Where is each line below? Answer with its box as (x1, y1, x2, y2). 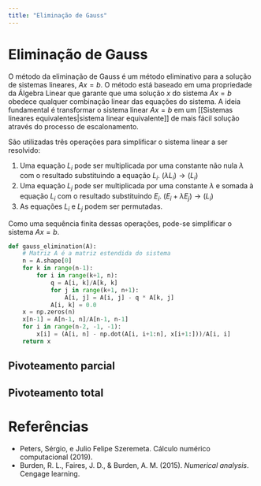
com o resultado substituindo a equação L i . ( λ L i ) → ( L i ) (19, 171, 199, 182)
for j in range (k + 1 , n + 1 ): (50, 286, 140, 294)
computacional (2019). (19, 452, 93, 462)
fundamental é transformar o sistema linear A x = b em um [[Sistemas (8, 105, 233, 114)
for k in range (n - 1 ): (22, 265, 93, 273)
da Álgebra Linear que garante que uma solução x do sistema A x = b (8, 88, 233, 98)
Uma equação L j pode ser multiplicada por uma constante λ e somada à (19, 181, 254, 192)
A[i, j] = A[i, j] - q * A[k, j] (64, 293, 175, 302)
